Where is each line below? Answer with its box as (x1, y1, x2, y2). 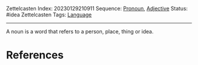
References (6, 49, 64, 62)
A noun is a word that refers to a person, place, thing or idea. (6, 28, 154, 35)
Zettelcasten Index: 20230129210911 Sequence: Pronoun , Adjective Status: (6, 5, 188, 12)
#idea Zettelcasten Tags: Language (6, 11, 93, 18)
